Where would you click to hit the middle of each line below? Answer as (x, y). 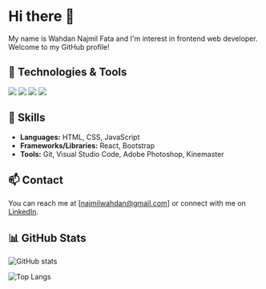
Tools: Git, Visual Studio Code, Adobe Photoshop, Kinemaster (122, 154)
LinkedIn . (23, 212)
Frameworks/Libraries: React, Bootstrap (87, 145)
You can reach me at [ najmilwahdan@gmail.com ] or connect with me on (127, 203)
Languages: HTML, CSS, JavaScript (80, 137)
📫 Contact (36, 180)
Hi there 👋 (41, 16)
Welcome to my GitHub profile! (59, 46)
